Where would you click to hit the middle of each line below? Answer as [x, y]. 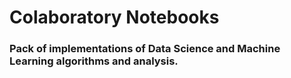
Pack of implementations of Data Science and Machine [145, 49]
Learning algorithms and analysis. [94, 61]
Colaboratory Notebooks [114, 17]
